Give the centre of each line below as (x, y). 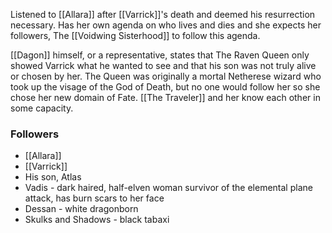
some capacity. (42, 108)
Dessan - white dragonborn (81, 209)
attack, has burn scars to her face (94, 198)
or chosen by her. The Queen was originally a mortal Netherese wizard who (166, 76)
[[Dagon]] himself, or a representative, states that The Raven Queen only (160, 55)
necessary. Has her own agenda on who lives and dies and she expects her (166, 25)
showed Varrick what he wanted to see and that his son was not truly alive (163, 65)
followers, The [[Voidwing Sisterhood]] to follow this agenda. (135, 35)
